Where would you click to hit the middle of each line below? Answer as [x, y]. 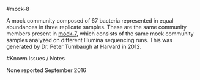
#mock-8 [18, 9]
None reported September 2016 [46, 70]
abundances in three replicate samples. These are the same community [97, 27]
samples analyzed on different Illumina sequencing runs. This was [90, 40]
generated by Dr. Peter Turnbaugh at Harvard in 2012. [74, 46]
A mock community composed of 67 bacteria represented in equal [90, 20]
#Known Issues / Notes [36, 58]
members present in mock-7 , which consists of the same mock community [100, 34]
